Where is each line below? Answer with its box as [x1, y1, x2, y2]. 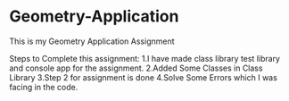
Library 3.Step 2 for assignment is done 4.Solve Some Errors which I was [9, 72, 278, 82]
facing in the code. [9, 81, 78, 92]
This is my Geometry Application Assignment [9, 36, 176, 46]
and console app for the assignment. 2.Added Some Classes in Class [9, 63, 263, 73]
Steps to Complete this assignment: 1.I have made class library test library [9, 53, 281, 63]
